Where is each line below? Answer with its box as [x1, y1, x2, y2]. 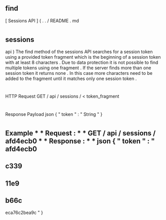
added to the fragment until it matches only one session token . [5, 75, 137, 82]
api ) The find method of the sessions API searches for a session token [5, 49, 153, 55]
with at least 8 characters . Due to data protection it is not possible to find [5, 60, 158, 66]
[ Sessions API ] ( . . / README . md [5, 17, 79, 24]
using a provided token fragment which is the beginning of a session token [5, 54, 161, 60]
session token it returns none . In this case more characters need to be [5, 70, 153, 76]
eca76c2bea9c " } [5, 209, 43, 216]
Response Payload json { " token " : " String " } [5, 111, 103, 117]
